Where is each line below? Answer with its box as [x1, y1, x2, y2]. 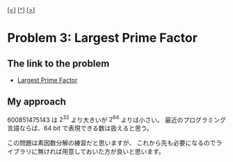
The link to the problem [7, 57, 110, 69]
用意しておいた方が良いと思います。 [61, 147, 165, 156]
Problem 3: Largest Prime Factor [7, 30, 198, 46]
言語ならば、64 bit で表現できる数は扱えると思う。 [7, 124, 153, 132]
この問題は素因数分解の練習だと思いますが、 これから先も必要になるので [7, 138, 216, 147]
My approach [7, 96, 66, 108]
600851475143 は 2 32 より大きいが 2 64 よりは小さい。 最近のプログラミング [7, 114, 226, 124]
